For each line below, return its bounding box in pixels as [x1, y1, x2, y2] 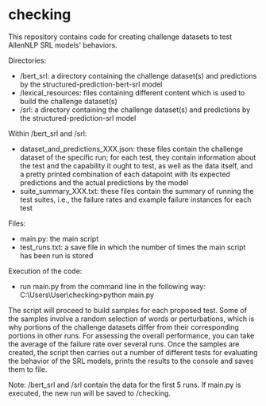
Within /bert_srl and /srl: [8, 129, 87, 138]
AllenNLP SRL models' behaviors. [8, 40, 118, 49]
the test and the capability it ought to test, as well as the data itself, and [19, 160, 253, 170]
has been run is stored [19, 250, 94, 260]
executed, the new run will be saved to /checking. [8, 388, 171, 398]
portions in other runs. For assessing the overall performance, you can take [8, 331, 255, 340]
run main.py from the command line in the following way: [19, 281, 206, 291]
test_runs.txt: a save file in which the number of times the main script [19, 242, 246, 252]
